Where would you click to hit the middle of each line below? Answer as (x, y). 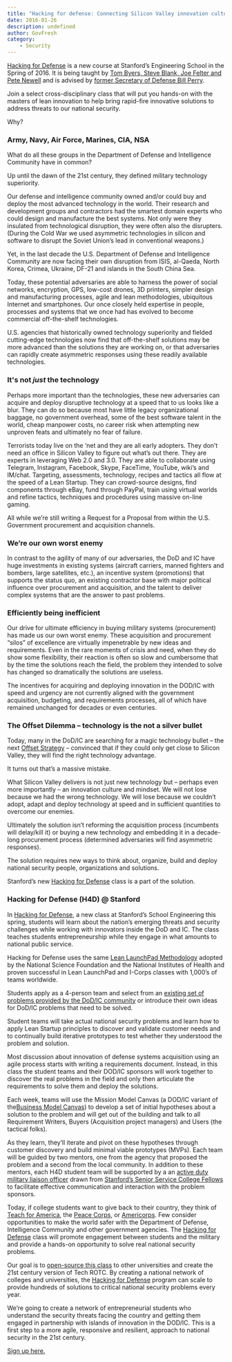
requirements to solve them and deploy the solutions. (83, 1086)
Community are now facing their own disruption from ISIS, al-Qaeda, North (113, 261)
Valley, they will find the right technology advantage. (82, 756)
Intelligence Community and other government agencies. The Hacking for (112, 1229)
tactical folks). (27, 1129)
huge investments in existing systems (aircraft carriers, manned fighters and (116, 565)
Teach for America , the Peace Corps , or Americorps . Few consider (102, 1214)
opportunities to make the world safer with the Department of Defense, (108, 1222)
